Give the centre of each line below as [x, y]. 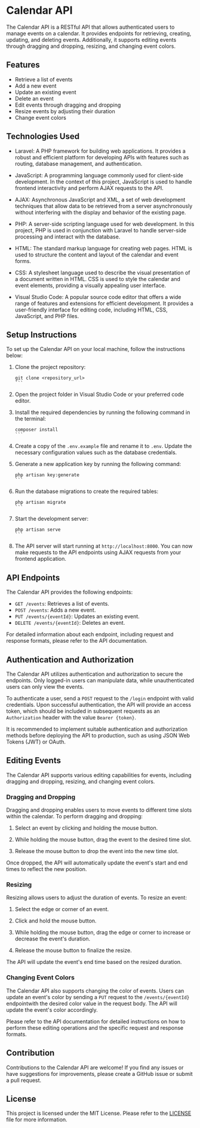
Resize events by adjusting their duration [65, 111]
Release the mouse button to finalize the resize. [73, 951]
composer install [36, 430]
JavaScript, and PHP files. [47, 316]
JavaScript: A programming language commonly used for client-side [99, 175]
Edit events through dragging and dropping [68, 105]
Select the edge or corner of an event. [62, 909]
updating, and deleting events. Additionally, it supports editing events [91, 40]
